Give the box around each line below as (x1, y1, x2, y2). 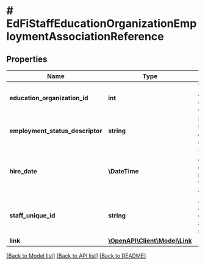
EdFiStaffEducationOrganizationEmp (6, 16, 197, 31)
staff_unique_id (9, 211, 56, 220)
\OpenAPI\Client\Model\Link (107, 236, 192, 245)
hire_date (9, 167, 38, 175)
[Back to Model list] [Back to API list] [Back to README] (6, 252, 146, 260)
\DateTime (107, 167, 139, 175)
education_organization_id (9, 94, 88, 102)
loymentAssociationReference (6, 30, 164, 43)
